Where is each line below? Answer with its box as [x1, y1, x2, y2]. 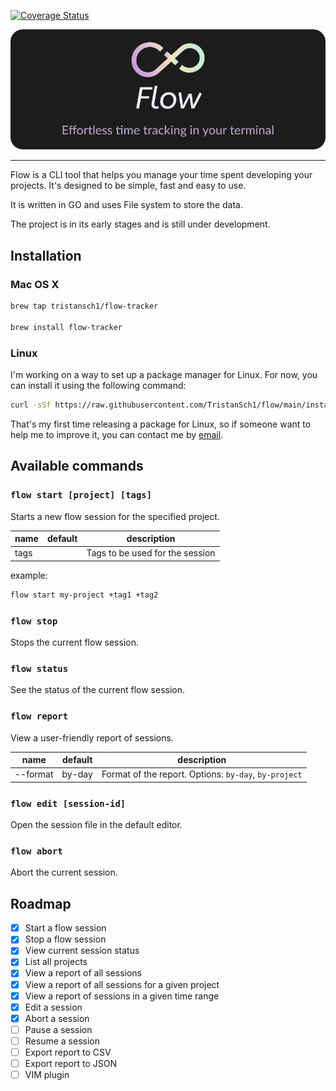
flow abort [10, 846, 63, 857]
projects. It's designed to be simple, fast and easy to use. [10, 180, 247, 192]
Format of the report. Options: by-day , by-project [101, 768, 303, 780]
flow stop [10, 615, 58, 627]
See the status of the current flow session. [10, 684, 186, 696]
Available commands [10, 458, 144, 475]
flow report [10, 711, 69, 722]
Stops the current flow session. [10, 636, 139, 648]
